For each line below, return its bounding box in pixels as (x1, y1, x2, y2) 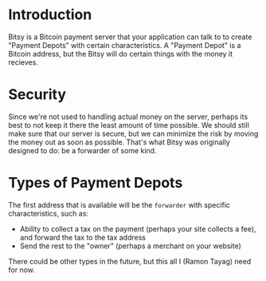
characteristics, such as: (8, 208, 89, 218)
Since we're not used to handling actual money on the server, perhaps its (8, 112, 248, 121)
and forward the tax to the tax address (19, 232, 146, 242)
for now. (8, 265, 36, 275)
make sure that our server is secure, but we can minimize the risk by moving (8, 129, 259, 138)
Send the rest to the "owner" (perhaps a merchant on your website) (19, 241, 241, 251)
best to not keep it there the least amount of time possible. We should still (8, 120, 249, 129)
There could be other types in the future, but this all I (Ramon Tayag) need (8, 256, 252, 266)
